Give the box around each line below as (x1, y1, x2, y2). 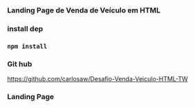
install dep (7, 23, 44, 33)
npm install (7, 42, 48, 50)
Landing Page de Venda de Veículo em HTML (7, 6, 161, 15)
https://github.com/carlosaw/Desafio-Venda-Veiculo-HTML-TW (7, 75, 188, 83)
